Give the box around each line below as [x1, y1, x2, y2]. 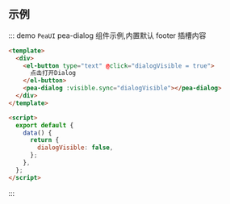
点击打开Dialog [29, 69, 77, 77]
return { [29, 136, 60, 144]
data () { [23, 128, 52, 137]
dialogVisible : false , [37, 144, 114, 152]
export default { [15, 121, 74, 129]
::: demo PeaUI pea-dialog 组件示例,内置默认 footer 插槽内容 [8, 31, 207, 40]
